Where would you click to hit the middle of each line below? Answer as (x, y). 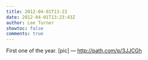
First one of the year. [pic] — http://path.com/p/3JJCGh (74, 50)
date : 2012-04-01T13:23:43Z (41, 17)
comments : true (25, 34)
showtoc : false (25, 28)
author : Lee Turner (30, 23)
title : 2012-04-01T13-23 (37, 12)
